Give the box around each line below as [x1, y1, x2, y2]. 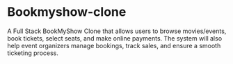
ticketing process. [7, 49, 59, 57]
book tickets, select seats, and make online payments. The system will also [7, 34, 223, 42]
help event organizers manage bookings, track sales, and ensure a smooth [7, 41, 221, 50]
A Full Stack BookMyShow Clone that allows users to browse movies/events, [7, 27, 227, 35]
